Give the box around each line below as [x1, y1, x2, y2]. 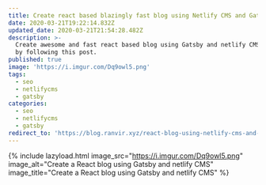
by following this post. [15, 48, 97, 56]
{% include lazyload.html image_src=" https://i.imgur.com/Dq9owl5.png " [8, 151, 244, 160]
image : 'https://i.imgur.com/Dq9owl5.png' [8, 63, 150, 71]
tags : [8, 70, 26, 78]
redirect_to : [8, 129, 51, 137]
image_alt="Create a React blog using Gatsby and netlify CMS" [8, 159, 214, 168]
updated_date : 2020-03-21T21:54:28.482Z [8, 26, 144, 34]
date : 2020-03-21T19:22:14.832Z [8, 19, 115, 27]
